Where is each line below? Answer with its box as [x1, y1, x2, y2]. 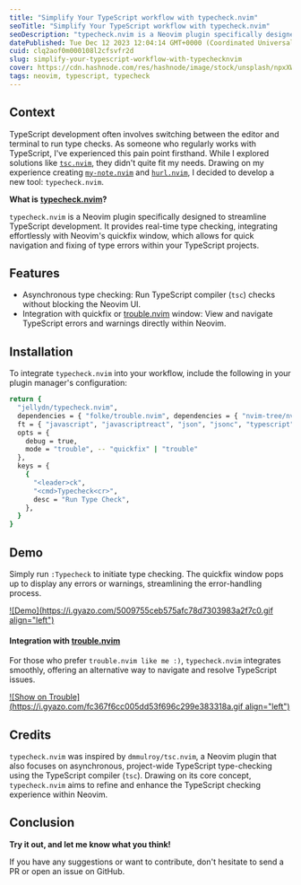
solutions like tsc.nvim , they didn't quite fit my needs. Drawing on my [9, 157, 264, 168]
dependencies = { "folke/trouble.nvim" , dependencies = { [17, 411, 239, 420]
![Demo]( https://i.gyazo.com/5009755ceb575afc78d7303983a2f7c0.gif [9, 605, 273, 616]
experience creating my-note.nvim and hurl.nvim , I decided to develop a [9, 167, 275, 178]
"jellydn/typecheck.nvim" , [17, 403, 118, 413]
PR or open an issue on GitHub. [9, 865, 125, 876]
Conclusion [9, 815, 75, 830]
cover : [9, 64, 34, 73]
